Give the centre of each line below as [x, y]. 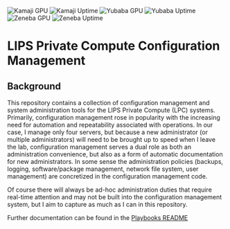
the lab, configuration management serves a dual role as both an [99, 147]
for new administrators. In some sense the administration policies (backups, [115, 162]
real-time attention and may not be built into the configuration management [115, 197]
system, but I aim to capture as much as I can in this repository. [98, 204]
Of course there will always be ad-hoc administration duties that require [110, 190]
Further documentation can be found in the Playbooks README [98, 218]
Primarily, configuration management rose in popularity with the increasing [114, 117]
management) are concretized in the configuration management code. [107, 176]
